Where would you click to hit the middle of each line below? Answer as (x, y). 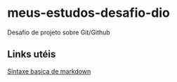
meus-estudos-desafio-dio (89, 13)
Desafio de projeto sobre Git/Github (59, 32)
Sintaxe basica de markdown (49, 71)
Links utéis (32, 54)
